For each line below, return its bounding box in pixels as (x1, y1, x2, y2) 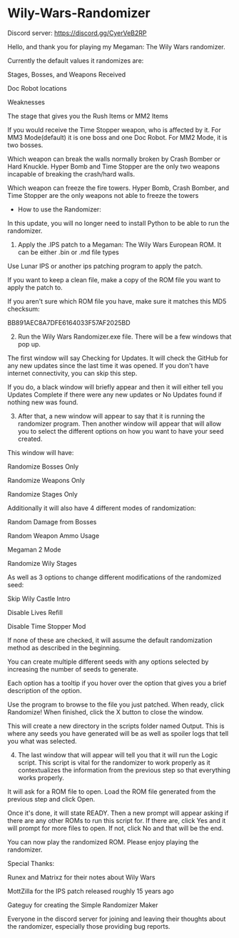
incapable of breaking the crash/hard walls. (7, 169, 136, 178)
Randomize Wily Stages (7, 559, 77, 567)
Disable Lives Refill (7, 608, 63, 617)
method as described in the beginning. (7, 643, 121, 652)
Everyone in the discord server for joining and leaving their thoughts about (7, 914, 226, 923)
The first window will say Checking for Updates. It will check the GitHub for (7, 354, 228, 362)
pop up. (17, 339, 41, 348)
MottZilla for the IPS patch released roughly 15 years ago (7, 887, 174, 895)
